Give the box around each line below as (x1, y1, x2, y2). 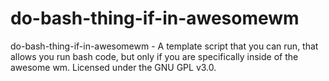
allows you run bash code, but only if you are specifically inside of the (10, 50, 299, 62)
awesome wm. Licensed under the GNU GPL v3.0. (10, 61, 217, 73)
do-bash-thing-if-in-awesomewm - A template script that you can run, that (10, 40, 319, 52)
